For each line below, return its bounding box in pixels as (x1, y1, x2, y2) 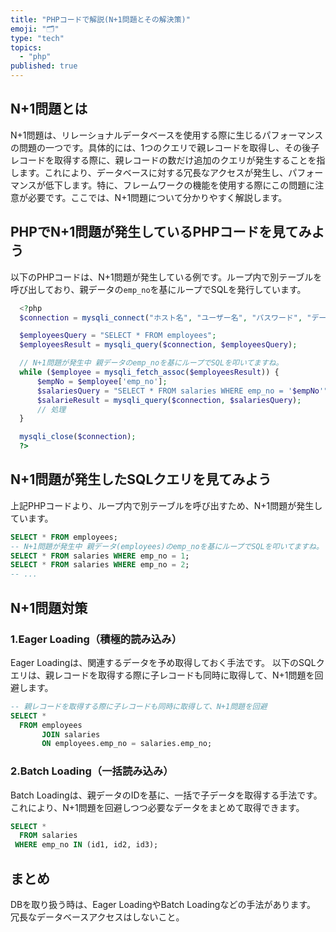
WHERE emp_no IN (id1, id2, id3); (14, 840, 159, 850)
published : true (10, 61, 78, 71)
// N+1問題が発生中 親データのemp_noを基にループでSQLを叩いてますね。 (19, 358, 284, 368)
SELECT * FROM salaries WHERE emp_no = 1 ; (10, 551, 190, 561)
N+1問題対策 (10, 599, 88, 616)
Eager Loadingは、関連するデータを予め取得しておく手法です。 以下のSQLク (10, 656, 325, 668)
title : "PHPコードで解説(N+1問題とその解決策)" (10, 14, 191, 25)
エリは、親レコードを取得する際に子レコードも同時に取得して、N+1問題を (10, 669, 315, 681)
